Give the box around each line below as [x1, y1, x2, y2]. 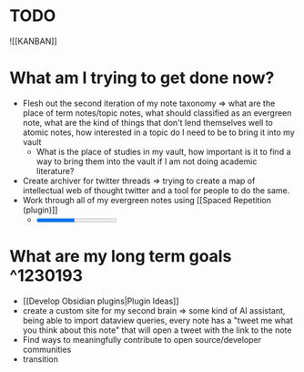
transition [22, 353, 59, 365]
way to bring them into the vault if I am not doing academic [35, 156, 258, 167]
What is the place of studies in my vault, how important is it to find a [35, 146, 291, 157]
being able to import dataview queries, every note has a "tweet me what [22, 315, 293, 325]
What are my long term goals [9, 246, 232, 267]
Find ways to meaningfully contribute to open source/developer [22, 334, 262, 345]
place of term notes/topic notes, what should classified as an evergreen [22, 107, 292, 119]
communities [22, 344, 72, 355]
